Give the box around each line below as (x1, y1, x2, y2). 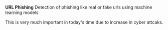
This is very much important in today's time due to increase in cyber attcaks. (5, 19, 163, 25)
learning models (5, 9, 39, 15)
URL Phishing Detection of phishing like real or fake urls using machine (5, 4, 152, 10)
